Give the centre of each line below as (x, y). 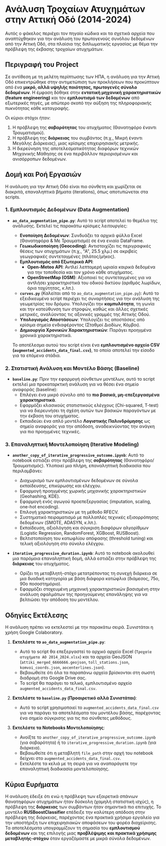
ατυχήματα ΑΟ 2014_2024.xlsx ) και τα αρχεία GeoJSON (76, 657)
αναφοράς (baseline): (35, 390)
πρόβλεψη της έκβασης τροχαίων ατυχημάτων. (55, 49)
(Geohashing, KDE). (40, 497)
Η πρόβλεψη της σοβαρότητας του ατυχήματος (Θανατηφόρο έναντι (84, 127)
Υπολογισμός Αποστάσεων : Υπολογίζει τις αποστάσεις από (82, 319)
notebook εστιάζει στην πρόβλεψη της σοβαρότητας (67, 460)
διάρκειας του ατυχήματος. (41, 564)
